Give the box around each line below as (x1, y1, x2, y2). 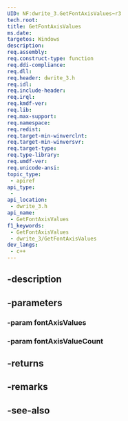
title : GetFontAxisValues (7, 23, 81, 30)
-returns (7, 357, 44, 370)
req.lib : (7, 106, 32, 113)
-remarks (7, 381, 48, 393)
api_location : (7, 196, 48, 204)
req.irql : (7, 94, 36, 101)
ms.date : (7, 29, 32, 37)
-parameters (7, 297, 63, 308)
